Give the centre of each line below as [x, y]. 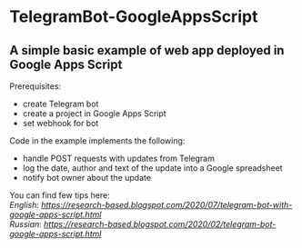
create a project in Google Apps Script [94, 114]
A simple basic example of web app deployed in [147, 50]
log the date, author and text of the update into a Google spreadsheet [153, 168]
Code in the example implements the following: [97, 141]
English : [24, 205]
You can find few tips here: [60, 195]
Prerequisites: [35, 86]
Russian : [26, 224]
